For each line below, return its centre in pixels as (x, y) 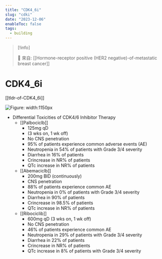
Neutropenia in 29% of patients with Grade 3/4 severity (85, 235)
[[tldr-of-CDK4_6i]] (25, 98)
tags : (11, 29)
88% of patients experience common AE (69, 187)
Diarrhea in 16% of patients (56, 154)
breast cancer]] (34, 64)
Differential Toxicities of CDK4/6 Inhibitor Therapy (64, 117)
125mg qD (38, 128)
